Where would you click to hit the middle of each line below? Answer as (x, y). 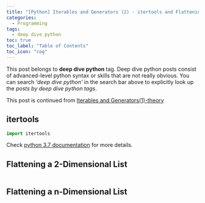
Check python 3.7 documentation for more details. (70, 145)
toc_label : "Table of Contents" (47, 46)
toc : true (19, 40)
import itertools (28, 134)
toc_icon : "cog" (27, 52)
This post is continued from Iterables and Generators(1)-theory (85, 100)
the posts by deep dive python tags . (52, 88)
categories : (21, 18)
